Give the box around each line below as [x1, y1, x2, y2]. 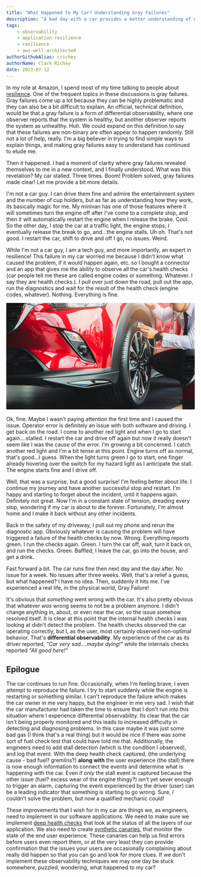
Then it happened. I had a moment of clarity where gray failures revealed [6, 159, 186, 166]
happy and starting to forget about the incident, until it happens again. [6, 491, 178, 498]
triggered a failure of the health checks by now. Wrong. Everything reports [6, 534, 190, 542]
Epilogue [6, 664, 40, 674]
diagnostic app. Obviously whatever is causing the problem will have [6, 528, 175, 535]
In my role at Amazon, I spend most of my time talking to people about [6, 84, 179, 91]
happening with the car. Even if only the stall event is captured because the [6, 770, 192, 777]
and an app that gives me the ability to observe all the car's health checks [6, 265, 188, 272]
